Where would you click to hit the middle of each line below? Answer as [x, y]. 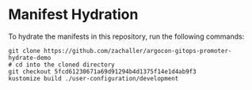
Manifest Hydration [73, 15]
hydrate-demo [30, 58]
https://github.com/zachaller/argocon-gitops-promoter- [137, 51]
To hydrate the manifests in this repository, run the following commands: [126, 36]
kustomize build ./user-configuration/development [94, 78]
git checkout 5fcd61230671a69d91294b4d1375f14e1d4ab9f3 [102, 71]
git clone [25, 51]
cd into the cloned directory [65, 65]
